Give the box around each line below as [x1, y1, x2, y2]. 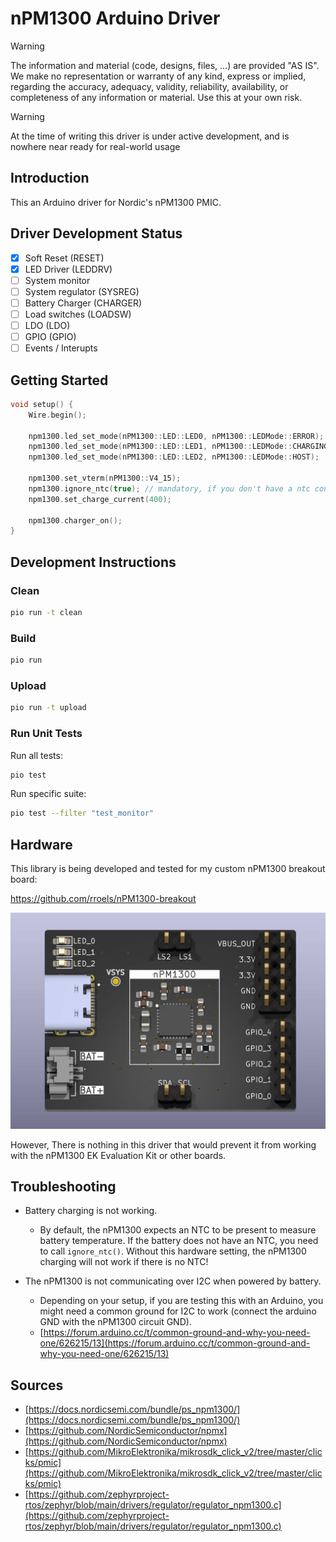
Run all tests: [10, 749, 63, 761]
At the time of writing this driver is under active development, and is [10, 130, 290, 142]
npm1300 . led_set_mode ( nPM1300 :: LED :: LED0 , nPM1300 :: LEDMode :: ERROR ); [28, 431, 325, 441]
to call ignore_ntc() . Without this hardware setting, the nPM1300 [39, 1245, 307, 1257]
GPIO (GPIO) [24, 331, 77, 342]
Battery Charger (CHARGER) [24, 297, 143, 309]
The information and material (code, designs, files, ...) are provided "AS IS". [10, 59, 320, 71]
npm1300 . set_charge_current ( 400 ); [28, 494, 172, 504]
